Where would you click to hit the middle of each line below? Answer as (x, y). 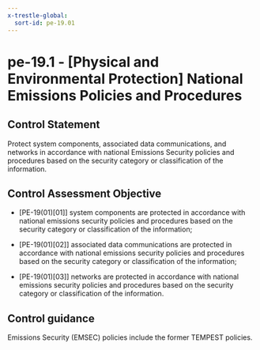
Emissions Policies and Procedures (125, 95)
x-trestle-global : (38, 15)
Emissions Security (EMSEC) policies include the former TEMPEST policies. (130, 337)
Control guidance (51, 318)
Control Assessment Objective (85, 193)
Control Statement (54, 124)
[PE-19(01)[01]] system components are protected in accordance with (132, 213)
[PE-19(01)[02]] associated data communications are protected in (125, 245)
